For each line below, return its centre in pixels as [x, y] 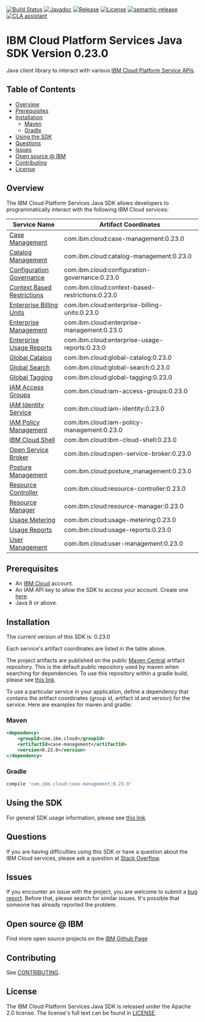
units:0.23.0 [81, 312]
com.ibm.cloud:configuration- [107, 270]
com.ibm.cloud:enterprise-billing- [113, 305]
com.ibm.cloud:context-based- [110, 287]
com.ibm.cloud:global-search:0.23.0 [117, 367]
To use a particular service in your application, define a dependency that [98, 691]
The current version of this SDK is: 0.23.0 [58, 637]
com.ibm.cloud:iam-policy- [104, 422]
